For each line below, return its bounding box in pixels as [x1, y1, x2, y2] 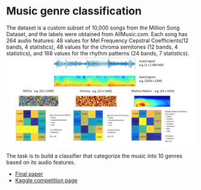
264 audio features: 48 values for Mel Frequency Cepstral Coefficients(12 [6, 37, 189, 44]
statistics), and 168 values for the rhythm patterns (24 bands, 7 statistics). [6, 49, 190, 57]
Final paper [14, 170, 43, 177]
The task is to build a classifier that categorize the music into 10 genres [6, 152, 182, 159]
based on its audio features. [6, 158, 76, 166]
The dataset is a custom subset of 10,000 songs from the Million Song [6, 24, 180, 31]
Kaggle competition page [14, 176, 78, 184]
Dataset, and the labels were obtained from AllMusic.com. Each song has [6, 30, 188, 37]
